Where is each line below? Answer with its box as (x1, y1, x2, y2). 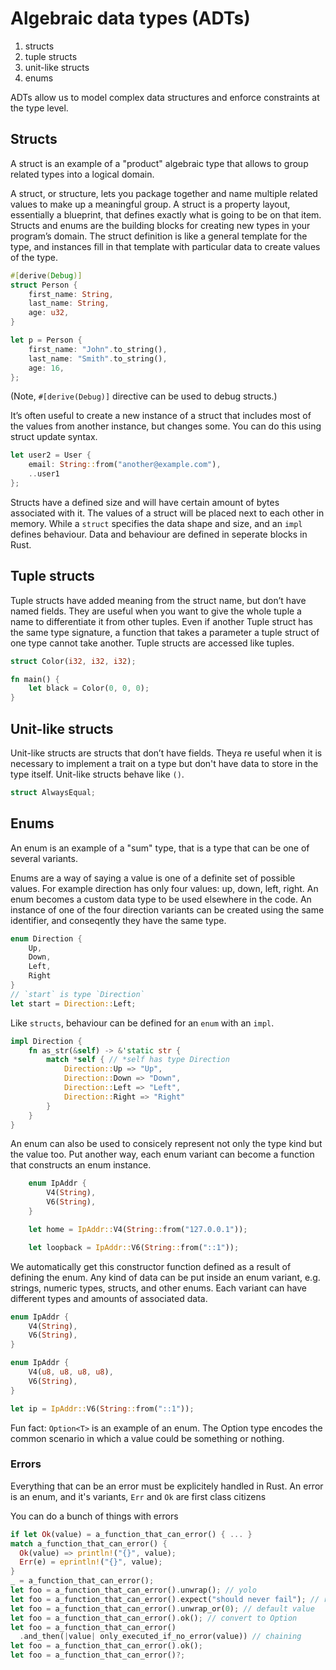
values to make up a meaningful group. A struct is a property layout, (10, 198, 291, 210)
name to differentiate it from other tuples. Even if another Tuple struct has (10, 615, 313, 627)
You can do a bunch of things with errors (10, 1510, 179, 1522)
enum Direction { (10, 933, 83, 944)
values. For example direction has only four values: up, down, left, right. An (10, 882, 319, 894)
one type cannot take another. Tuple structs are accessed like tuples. (10, 637, 295, 649)
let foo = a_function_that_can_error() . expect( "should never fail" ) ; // (10, 1594, 320, 1604)
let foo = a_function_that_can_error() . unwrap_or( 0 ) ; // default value (10, 1603, 315, 1614)
